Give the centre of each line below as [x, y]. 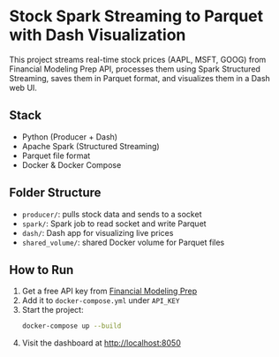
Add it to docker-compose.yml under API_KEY [101, 300]
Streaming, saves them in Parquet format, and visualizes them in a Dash [140, 78]
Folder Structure [55, 193]
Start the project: [53, 310]
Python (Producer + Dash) [69, 137]
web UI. [23, 87]
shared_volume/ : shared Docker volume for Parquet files [123, 242]
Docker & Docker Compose [72, 164]
